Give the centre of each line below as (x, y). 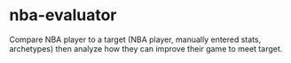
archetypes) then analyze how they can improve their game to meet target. (146, 48)
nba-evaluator (63, 15)
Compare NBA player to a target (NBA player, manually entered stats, (135, 39)
